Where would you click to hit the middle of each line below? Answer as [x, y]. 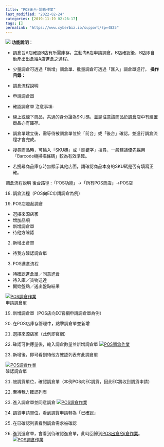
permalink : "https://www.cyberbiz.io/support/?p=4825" [62, 28]
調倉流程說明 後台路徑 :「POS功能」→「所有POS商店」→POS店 [69, 183]
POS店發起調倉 [28, 204]
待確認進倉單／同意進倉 [36, 274]
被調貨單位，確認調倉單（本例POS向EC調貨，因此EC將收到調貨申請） [82, 381]
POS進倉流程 [26, 264]
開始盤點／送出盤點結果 [36, 286]
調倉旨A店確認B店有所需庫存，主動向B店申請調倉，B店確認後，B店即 [82, 53]
